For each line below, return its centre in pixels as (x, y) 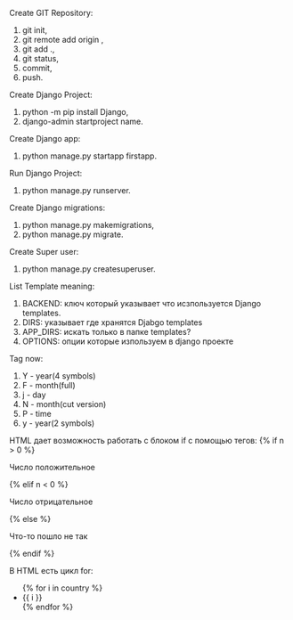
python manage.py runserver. (76, 190)
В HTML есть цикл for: (51, 571)
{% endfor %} (48, 607)
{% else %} (30, 519)
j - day (34, 395)
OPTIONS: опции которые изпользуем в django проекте (128, 341)
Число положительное (52, 467)
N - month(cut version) (64, 404)
